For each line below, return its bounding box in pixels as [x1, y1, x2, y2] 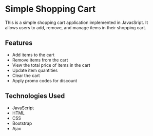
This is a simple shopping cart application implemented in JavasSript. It [5, 19, 148, 25]
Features [5, 39, 33, 47]
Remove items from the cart [12, 57, 68, 63]
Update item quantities [12, 67, 58, 73]
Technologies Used [5, 92, 65, 100]
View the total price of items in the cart [12, 62, 90, 68]
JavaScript [12, 105, 34, 111]
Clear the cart [12, 72, 40, 78]
